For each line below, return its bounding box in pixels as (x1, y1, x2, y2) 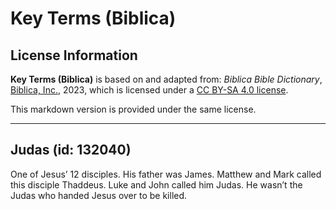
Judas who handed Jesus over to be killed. (10, 189, 188, 201)
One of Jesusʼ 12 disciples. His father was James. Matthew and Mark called (10, 168, 322, 180)
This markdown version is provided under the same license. (10, 103, 257, 115)
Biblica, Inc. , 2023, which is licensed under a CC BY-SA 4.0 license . (10, 84, 289, 96)
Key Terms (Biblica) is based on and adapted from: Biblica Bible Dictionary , (10, 73, 323, 85)
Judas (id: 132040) (10, 142, 132, 159)
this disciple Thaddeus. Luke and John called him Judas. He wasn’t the (10, 178, 303, 191)
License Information (10, 47, 138, 64)
